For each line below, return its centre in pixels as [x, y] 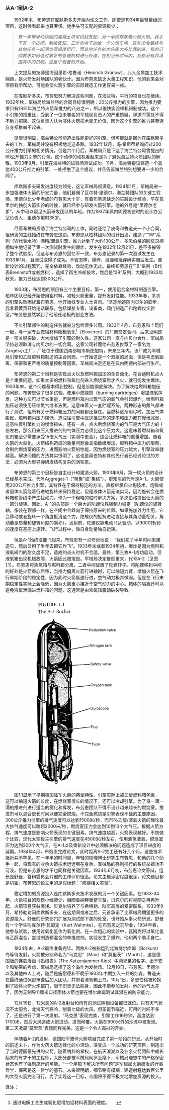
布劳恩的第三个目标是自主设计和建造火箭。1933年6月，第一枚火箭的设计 [89, 472]
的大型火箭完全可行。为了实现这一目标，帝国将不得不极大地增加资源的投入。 [84, 1076]
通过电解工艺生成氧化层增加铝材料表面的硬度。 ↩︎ [67, 1102]
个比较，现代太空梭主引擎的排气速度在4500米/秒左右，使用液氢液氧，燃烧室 [84, 839]
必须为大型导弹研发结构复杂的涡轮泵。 [54, 461]
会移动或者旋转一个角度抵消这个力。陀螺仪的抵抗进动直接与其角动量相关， [82, 516]
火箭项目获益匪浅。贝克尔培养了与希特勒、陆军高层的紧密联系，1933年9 [89, 906]
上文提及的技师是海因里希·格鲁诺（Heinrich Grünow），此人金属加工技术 [88, 73]
